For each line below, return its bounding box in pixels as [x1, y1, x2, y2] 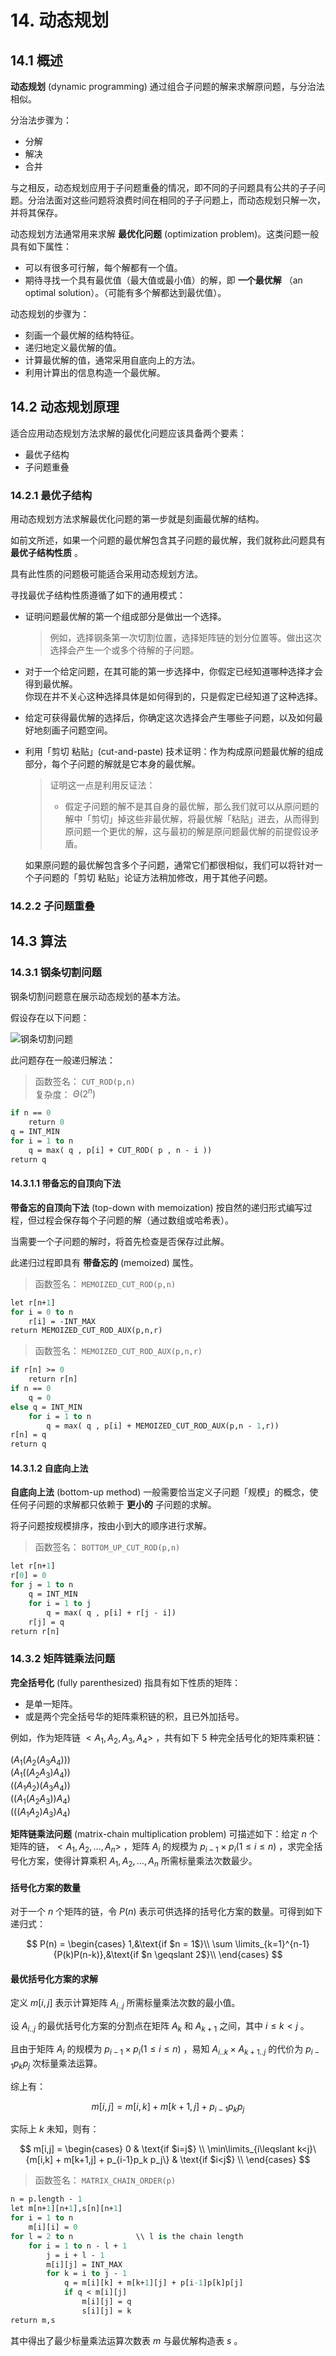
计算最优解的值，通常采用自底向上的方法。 [24, 354, 201, 366]
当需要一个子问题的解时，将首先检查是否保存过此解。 [10, 1235, 230, 1247]
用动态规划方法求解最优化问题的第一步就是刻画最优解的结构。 [10, 513, 265, 525]
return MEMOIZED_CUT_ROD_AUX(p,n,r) [10, 1326, 163, 1336]
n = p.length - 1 [10, 2194, 83, 2205]
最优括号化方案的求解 [10, 1972, 98, 1985]
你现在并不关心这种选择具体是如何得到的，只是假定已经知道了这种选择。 [24, 691, 323, 703]
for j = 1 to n [10, 1580, 74, 1590]
